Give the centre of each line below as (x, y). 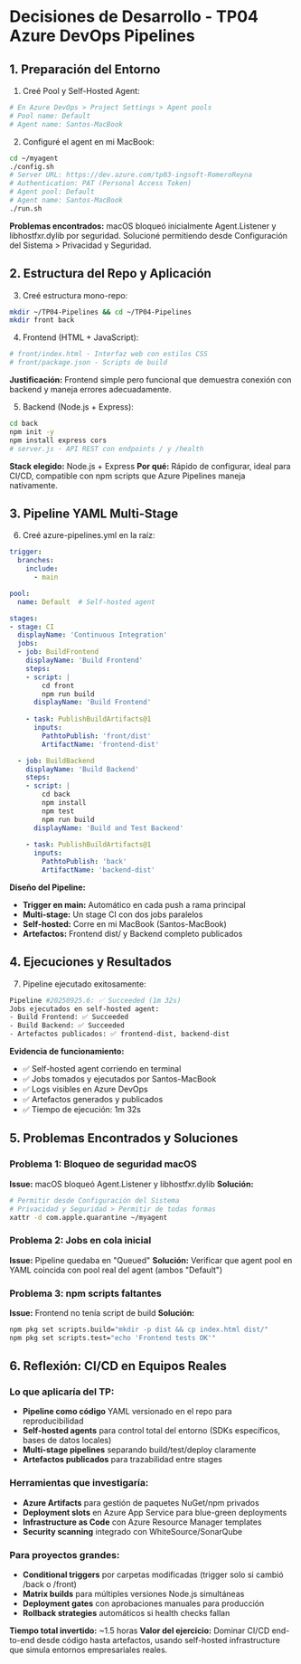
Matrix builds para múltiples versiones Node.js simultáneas (133, 1594)
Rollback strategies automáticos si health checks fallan (126, 1613)
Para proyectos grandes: (65, 1555)
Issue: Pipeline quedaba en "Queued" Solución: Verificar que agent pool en (151, 1260)
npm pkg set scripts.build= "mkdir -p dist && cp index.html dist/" (139, 1329)
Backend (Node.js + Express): (78, 407)
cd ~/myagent (34, 158)
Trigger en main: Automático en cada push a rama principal (134, 904)
